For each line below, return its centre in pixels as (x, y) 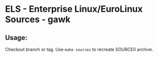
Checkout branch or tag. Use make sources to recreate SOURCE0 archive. (79, 49)
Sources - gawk (38, 19)
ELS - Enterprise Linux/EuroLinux (74, 9)
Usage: (16, 38)
